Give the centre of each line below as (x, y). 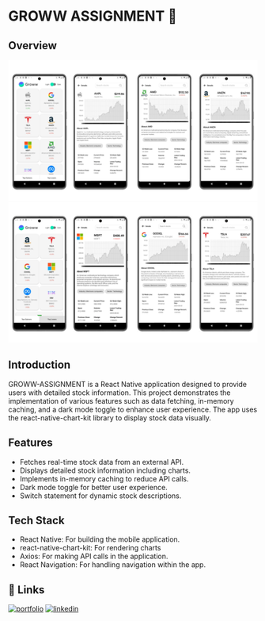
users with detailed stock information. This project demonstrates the (119, 393)
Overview (33, 46)
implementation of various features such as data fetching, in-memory (121, 401)
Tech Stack (36, 521)
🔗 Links (26, 590)
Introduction (40, 365)
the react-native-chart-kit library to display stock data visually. (110, 418)
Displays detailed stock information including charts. (105, 470)
